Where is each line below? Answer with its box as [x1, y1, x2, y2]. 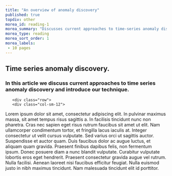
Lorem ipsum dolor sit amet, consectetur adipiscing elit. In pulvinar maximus [5, 111, 166, 117]
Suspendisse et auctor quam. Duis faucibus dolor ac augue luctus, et [5, 138, 151, 144]
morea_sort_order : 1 [5, 36, 50, 41]
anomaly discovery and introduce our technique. [5, 86, 130, 93]
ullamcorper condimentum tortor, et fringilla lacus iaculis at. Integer [5, 127, 147, 133]
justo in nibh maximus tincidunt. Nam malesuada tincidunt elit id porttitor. [5, 165, 159, 171]
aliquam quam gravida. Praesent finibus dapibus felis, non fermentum [5, 143, 152, 149]
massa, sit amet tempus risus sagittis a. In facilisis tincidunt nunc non [5, 116, 151, 122]
